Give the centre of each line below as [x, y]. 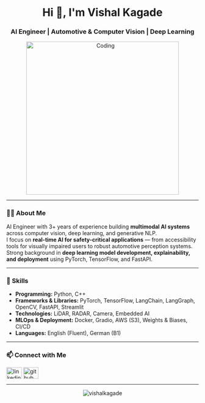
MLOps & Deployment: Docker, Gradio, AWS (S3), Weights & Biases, [101, 320]
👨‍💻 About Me [26, 213]
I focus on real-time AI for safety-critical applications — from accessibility [101, 239]
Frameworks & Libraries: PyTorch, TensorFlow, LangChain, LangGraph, [105, 301]
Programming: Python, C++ [51, 294]
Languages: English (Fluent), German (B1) [68, 333]
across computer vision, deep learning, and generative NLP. [82, 233]
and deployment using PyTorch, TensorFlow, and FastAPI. [79, 259]
